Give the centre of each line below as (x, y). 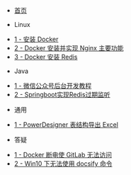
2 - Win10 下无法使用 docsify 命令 (63, 164)
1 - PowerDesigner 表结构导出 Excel (66, 125)
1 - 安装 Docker (36, 39)
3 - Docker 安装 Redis (46, 57)
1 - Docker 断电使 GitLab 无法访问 (63, 155)
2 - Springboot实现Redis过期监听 (62, 95)
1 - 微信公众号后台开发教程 (53, 86)
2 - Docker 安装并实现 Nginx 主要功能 (69, 48)
